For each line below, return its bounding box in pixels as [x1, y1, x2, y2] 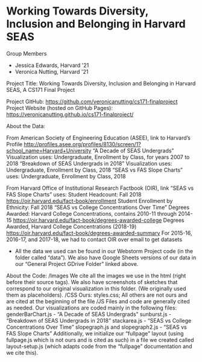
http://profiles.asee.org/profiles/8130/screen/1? [24, 140, 142, 147]
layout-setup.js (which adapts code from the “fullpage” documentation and [6, 343, 192, 350]
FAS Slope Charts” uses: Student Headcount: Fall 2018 [6, 190, 142, 198]
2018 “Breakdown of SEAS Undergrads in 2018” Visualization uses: [6, 160, 172, 167]
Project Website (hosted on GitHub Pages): [6, 104, 113, 111]
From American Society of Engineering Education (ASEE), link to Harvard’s [6, 134, 191, 141]
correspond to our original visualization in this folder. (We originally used [6, 285, 186, 292]
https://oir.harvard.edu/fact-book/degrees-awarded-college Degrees [13, 216, 185, 224]
